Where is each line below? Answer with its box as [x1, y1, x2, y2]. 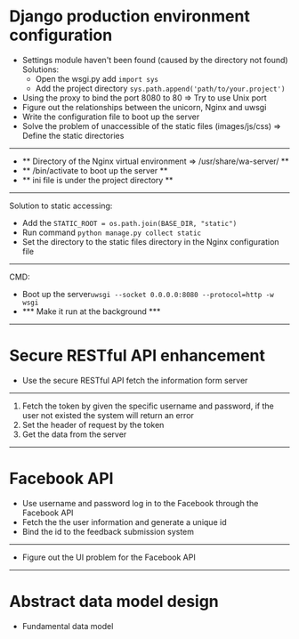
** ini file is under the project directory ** [21, 174, 174, 185]
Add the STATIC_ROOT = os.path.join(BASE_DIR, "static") [21, 217, 238, 228]
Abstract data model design [9, 592, 220, 611]
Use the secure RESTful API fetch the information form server [21, 375, 248, 385]
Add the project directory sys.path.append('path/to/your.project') [35, 83, 286, 93]
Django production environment [9, 6, 251, 27]
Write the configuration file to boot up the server [21, 111, 200, 122]
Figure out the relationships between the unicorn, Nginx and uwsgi [21, 101, 267, 112]
